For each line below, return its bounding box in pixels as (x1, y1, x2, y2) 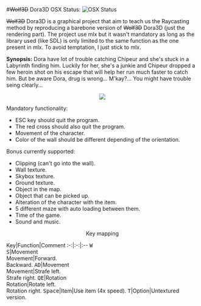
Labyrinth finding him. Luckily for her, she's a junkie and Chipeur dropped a (6, 62, 196, 69)
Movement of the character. (15, 129, 85, 137)
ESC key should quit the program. (15, 117, 100, 123)
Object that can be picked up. (15, 192, 90, 199)
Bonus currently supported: (6, 148, 76, 155)
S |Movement (6, 248, 38, 255)
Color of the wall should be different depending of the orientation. (15, 136, 181, 143)
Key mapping (85, 230, 119, 237)
